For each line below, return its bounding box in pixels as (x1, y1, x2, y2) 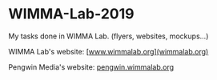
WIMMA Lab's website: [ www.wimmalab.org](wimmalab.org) (8, 46, 209, 56)
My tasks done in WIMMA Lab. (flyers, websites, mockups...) (8, 31, 209, 41)
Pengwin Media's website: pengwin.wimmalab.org (8, 62, 175, 72)
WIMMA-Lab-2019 (8, 5, 135, 23)
